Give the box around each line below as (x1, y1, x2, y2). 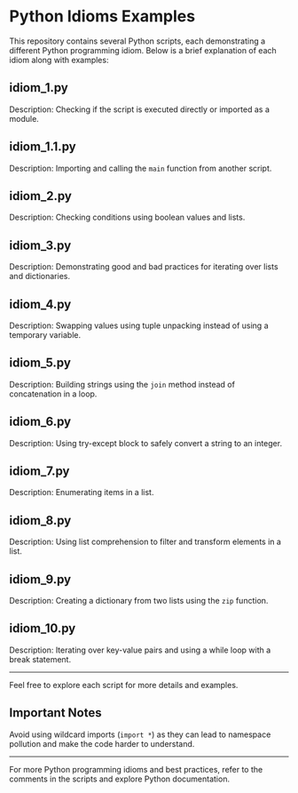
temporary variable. (9, 330, 82, 340)
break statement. (9, 653, 72, 664)
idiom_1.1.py (9, 140, 77, 155)
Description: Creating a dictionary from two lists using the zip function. (9, 596, 269, 606)
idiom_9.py (9, 572, 72, 587)
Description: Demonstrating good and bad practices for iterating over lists (9, 261, 278, 272)
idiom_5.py (9, 356, 71, 371)
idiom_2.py (9, 188, 73, 204)
